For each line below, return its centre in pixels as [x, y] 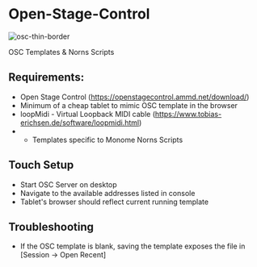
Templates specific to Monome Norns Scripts [107, 140]
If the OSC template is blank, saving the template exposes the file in [133, 246]
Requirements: [46, 77]
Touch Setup [41, 165]
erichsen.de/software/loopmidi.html [80, 123]
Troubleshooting [51, 227]
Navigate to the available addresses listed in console [107, 193]
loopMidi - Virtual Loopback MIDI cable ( [88, 114]
